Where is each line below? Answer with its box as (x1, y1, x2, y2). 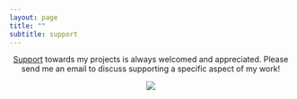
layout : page (9, 12, 58, 22)
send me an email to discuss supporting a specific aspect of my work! (21, 63, 281, 74)
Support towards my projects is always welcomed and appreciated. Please (13, 54, 289, 65)
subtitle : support (9, 29, 78, 38)
